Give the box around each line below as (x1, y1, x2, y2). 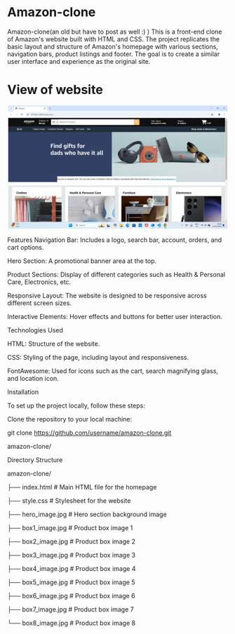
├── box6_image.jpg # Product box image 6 (7, 592, 135, 600)
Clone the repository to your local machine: (7, 415, 133, 424)
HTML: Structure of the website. (7, 339, 100, 348)
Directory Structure (7, 456, 63, 464)
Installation (7, 388, 39, 396)
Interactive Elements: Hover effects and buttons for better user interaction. (7, 313, 223, 321)
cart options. (7, 243, 44, 252)
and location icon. (7, 375, 60, 383)
